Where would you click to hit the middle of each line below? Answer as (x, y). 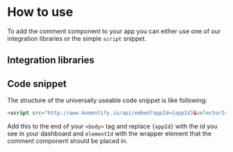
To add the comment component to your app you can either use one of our (114, 31)
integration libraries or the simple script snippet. (77, 38)
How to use (40, 12)
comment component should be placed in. (68, 141)
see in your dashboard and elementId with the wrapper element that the (110, 134)
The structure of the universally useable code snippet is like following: (107, 100)
